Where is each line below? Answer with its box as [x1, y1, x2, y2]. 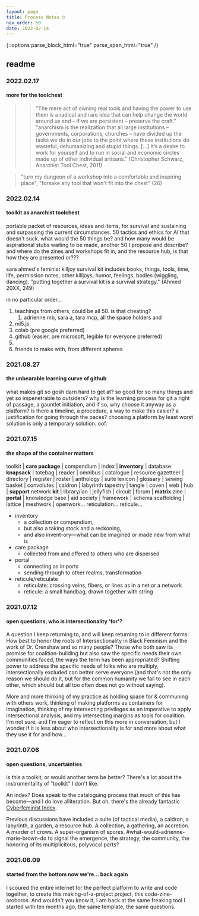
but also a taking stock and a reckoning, [23, 525, 122, 532]
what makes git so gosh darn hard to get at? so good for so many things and [6, 388, 193, 396]
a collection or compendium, [23, 518, 94, 526]
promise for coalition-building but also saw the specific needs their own [6, 650, 182, 657]
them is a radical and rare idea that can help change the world [35, 111, 188, 118]
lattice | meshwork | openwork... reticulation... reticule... [6, 501, 143, 508]
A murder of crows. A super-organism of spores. [6, 829, 125, 836]
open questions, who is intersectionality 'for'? [6, 617, 123, 625]
